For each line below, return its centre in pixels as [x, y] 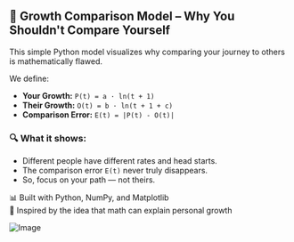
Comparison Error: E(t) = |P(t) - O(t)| [98, 114]
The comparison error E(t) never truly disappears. [114, 171]
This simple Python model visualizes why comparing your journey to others [147, 52]
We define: [29, 78]
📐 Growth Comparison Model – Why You [122, 16]
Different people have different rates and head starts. [120, 161]
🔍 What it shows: [48, 138]
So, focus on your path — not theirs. [89, 180]
